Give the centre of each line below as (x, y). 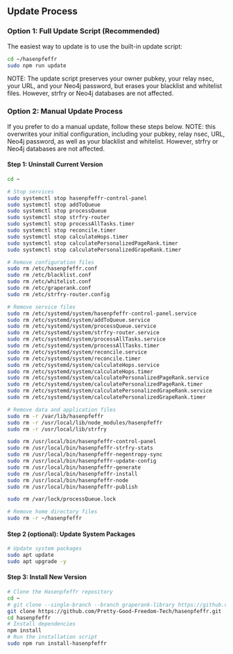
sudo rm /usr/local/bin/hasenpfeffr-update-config (82, 461)
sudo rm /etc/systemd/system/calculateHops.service (83, 365)
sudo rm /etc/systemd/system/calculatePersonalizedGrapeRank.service (110, 391)
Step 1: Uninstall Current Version (55, 164)
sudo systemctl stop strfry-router (59, 218)
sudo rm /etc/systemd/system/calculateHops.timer (80, 371)
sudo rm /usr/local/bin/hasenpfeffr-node (68, 480)
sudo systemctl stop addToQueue (54, 205)
